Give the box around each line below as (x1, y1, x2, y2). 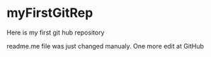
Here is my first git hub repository (6, 28, 105, 37)
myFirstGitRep (6, 5, 93, 21)
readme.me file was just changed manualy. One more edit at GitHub (6, 42, 205, 50)
